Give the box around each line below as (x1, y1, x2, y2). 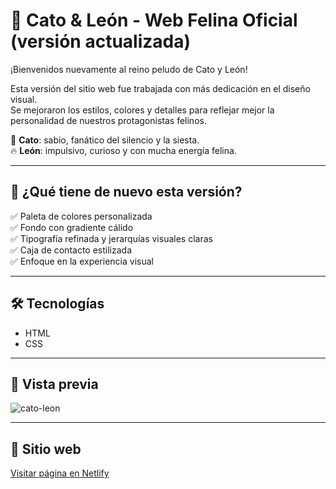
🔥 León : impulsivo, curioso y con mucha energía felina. (10, 144, 237, 156)
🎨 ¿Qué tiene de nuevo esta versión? (10, 184, 243, 201)
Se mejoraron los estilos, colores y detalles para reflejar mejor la (10, 104, 275, 116)
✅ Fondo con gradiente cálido (10, 221, 134, 233)
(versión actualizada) (10, 30, 192, 53)
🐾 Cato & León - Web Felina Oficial (10, 9, 298, 32)
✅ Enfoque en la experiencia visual (10, 255, 154, 267)
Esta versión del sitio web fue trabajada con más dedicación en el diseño (10, 82, 311, 94)
